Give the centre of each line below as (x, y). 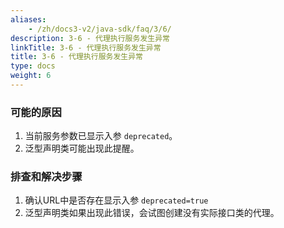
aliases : (28, 19)
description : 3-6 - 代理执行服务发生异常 (90, 38)
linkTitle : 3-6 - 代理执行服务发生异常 (86, 47)
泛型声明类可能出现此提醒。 (82, 148)
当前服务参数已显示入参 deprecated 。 (101, 136)
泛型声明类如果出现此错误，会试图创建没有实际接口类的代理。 (152, 213)
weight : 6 (31, 76)
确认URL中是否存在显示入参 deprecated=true (116, 200)
